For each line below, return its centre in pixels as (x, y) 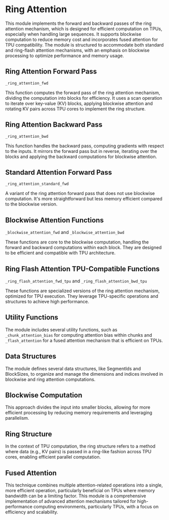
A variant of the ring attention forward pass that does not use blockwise (80, 193)
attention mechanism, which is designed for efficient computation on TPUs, (84, 28)
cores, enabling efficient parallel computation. (53, 457)
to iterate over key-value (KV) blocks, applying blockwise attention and (79, 103)
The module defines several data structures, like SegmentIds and (73, 369)
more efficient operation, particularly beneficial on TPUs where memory (80, 491)
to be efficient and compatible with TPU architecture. (60, 253)
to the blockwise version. (31, 204)
